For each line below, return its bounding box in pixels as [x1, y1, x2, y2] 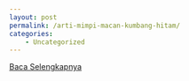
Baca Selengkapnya [9, 62, 83, 72]
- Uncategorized [25, 37, 86, 47]
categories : [9, 29, 53, 38]
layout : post [9, 12, 58, 22]
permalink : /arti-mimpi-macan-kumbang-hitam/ [9, 21, 180, 30]
